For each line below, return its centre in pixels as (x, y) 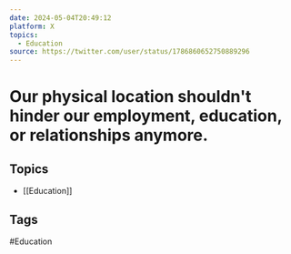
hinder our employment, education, (146, 116)
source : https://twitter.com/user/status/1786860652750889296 (130, 52)
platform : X (32, 26)
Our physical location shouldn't (130, 97)
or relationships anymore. (109, 135)
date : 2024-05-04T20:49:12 (60, 18)
